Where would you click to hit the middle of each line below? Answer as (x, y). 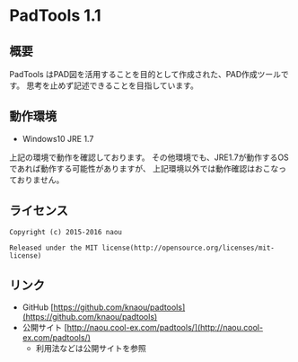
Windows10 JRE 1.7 (58, 138)
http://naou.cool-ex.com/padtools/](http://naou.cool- (165, 328)
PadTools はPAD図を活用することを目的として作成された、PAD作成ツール (145, 74)
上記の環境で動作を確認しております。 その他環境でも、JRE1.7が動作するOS (149, 157)
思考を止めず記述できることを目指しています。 (113, 85)
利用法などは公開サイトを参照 (91, 349)
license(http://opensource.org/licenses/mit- (188, 248)
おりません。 (40, 180)
